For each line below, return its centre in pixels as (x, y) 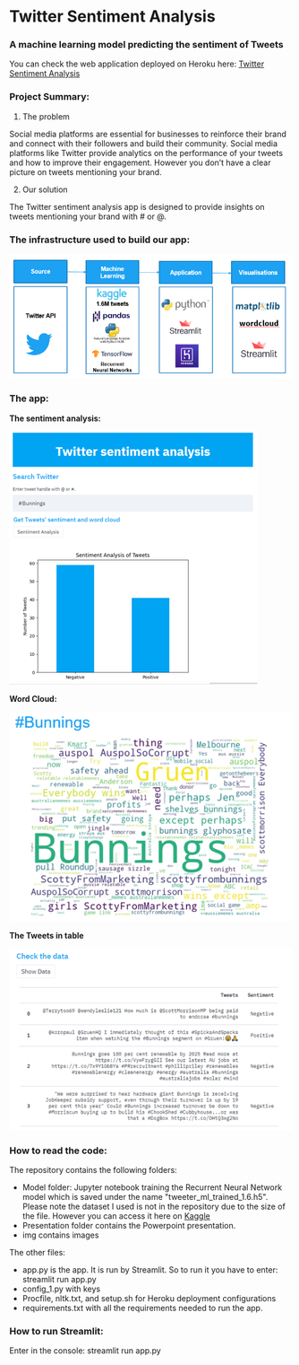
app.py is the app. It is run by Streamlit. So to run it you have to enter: (150, 1270)
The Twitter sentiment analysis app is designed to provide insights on (137, 206)
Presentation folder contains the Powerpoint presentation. (129, 1226)
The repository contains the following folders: (93, 1170)
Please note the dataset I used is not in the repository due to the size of (154, 1207)
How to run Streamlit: (57, 1331)
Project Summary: (50, 97)
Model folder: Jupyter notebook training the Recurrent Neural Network (152, 1187)
